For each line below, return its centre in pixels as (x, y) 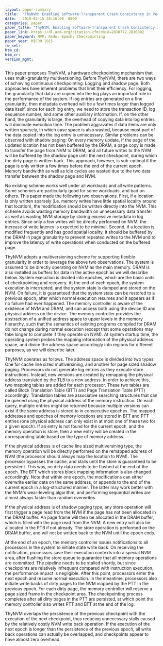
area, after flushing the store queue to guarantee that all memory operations (81, 558)
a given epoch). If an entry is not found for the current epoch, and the (74, 426)
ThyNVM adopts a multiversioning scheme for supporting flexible (70, 257)
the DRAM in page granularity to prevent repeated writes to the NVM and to (81, 237)
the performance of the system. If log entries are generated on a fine (74, 99)
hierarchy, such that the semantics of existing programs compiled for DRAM (81, 324)
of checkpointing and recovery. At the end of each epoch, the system (74, 283)
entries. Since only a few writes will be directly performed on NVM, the (76, 222)
